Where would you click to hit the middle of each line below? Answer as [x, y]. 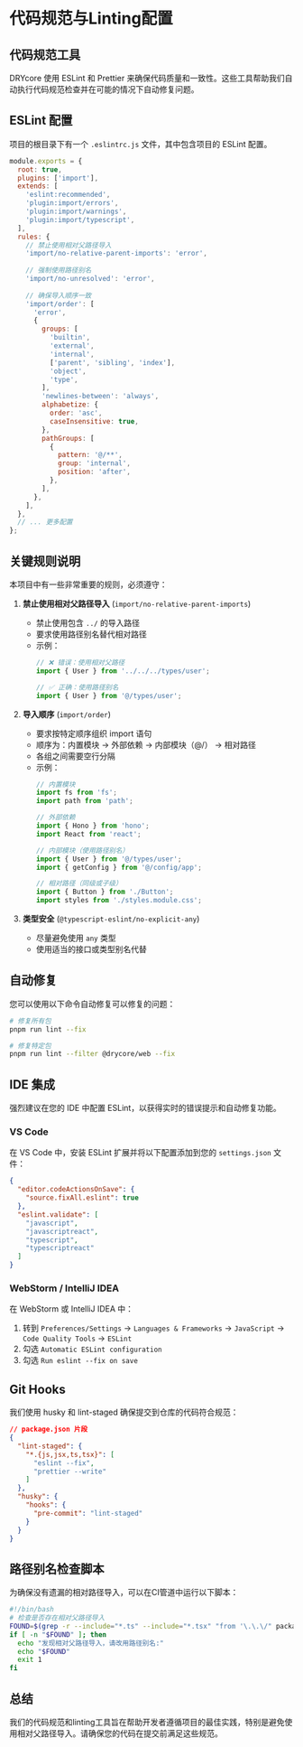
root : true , [40, 169]
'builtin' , [70, 338]
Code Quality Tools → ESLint [77, 1339]
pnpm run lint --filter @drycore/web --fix [92, 1054]
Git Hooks [37, 1389]
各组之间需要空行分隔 [75, 756]
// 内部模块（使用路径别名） [82, 850]
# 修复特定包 [30, 1046]
